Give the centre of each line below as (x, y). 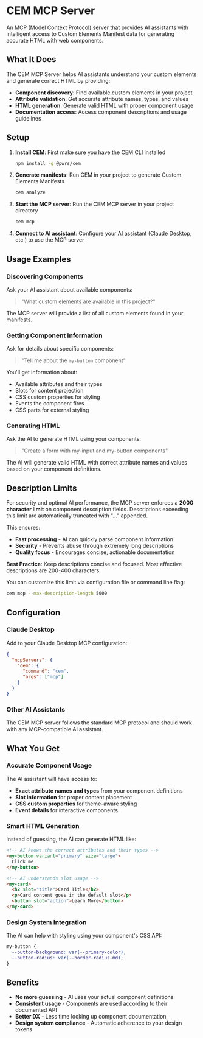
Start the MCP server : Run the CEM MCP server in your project (95, 204)
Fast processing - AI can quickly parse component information (94, 539)
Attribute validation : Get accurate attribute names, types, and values (102, 99)
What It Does (31, 59)
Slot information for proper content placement (74, 797)
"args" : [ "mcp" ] (43, 677)
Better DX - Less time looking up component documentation (91, 1017)
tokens (23, 1029)
